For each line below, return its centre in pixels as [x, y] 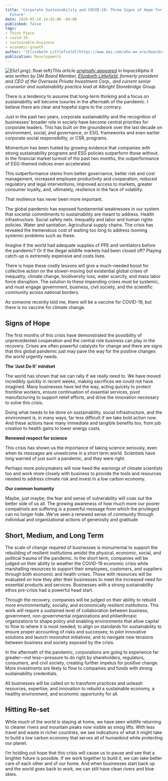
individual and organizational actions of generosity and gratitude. [72, 520]
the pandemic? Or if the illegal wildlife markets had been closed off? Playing [83, 251]
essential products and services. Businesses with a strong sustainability [79, 585]
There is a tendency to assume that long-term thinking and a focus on [77, 96]
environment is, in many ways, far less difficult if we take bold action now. [81, 418]
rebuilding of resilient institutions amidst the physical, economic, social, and [83, 553]
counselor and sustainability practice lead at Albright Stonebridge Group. [81, 87]
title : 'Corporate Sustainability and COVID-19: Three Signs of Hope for [84, 10]
